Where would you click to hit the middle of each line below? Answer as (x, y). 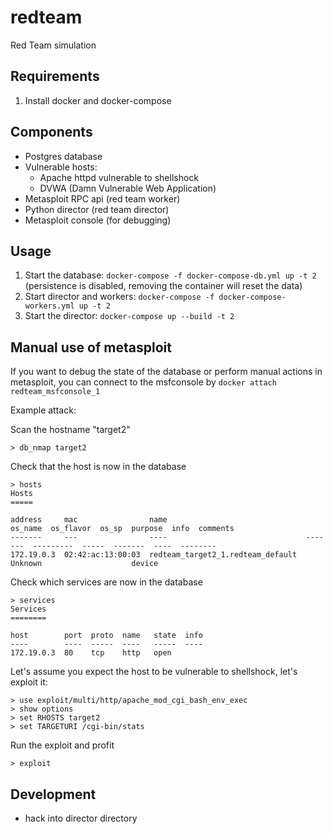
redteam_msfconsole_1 (55, 392)
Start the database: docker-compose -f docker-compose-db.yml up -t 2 (170, 275)
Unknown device (84, 564)
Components (51, 132)
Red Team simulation (53, 45)
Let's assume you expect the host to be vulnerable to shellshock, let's (154, 672)
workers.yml (49, 306)
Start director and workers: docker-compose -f (119, 297)
